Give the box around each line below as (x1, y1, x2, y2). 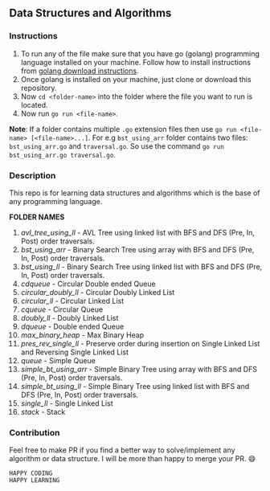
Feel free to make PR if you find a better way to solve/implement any (9, 445, 235, 455)
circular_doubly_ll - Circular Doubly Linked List (20, 287, 175, 297)
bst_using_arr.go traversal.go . (9, 149, 116, 159)
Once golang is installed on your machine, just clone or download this (20, 74, 252, 84)
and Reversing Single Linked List (20, 347, 129, 357)
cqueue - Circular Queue (20, 305, 104, 314)
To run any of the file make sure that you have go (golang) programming (20, 48, 260, 59)
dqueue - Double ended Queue (20, 321, 125, 331)
